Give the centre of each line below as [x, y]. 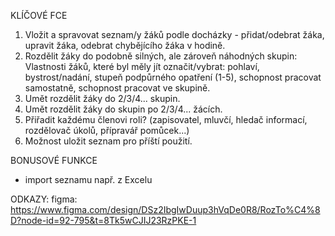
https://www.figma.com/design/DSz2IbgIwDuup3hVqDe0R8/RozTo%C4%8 [165, 209]
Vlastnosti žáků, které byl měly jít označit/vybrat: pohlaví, [142, 66]
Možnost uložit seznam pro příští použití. [108, 141]
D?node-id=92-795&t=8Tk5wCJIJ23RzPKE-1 [103, 220]
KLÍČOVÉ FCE [39, 15]
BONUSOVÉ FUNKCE [54, 160]
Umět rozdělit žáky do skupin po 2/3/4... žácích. [123, 109]
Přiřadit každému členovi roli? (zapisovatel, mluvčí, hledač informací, [166, 119]
